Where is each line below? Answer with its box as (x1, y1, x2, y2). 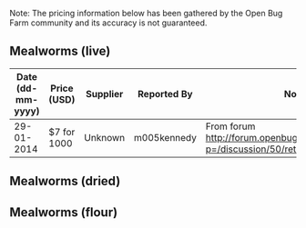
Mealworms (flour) (9, 204, 118, 220)
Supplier (86, 87, 124, 100)
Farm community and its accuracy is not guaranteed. (9, 17, 208, 28)
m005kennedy (133, 131, 198, 144)
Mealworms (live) (9, 44, 111, 59)
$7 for (48, 125, 76, 138)
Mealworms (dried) (9, 173, 121, 189)
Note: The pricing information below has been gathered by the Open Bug (9, 8, 283, 18)
